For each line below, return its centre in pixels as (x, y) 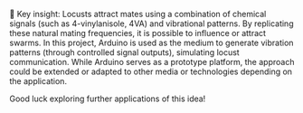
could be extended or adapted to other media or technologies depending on (151, 71)
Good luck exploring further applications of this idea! (108, 99)
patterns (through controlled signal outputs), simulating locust (124, 52)
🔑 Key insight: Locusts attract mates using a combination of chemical (138, 14)
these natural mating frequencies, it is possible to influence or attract (138, 33)
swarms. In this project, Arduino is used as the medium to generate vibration (151, 42)
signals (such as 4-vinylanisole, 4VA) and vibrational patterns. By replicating (151, 24)
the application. (38, 81)
